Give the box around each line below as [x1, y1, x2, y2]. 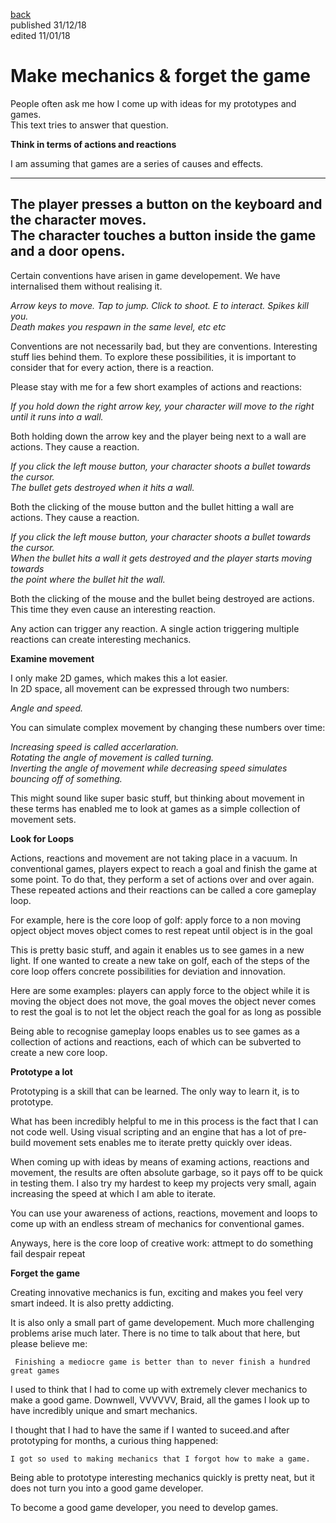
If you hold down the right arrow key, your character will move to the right [10, 400, 315, 412]
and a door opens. [10, 243, 126, 260]
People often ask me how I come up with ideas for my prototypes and [10, 97, 297, 109]
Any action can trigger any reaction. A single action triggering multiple [10, 622, 300, 634]
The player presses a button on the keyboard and [10, 196, 323, 213]
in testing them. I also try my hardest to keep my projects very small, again [10, 1177, 317, 1189]
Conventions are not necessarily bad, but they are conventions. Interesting [10, 340, 318, 352]
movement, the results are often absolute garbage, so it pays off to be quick [10, 1166, 323, 1178]
